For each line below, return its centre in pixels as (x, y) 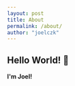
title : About (26, 20)
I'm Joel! (20, 76)
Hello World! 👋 (38, 60)
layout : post (26, 13)
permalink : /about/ (35, 26)
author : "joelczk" (33, 32)
